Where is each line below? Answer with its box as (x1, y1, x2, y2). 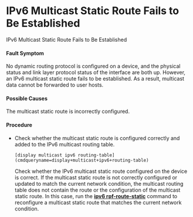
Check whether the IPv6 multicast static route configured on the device (14, 168, 188, 175)
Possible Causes (6, 95, 48, 102)
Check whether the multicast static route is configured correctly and (14, 134, 180, 142)
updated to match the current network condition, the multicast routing (14, 180, 184, 187)
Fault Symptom (6, 49, 44, 56)
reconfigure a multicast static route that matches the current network (14, 199, 182, 206)
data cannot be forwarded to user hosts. (6, 81, 104, 89)
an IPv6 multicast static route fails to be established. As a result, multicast (6, 75, 185, 82)
